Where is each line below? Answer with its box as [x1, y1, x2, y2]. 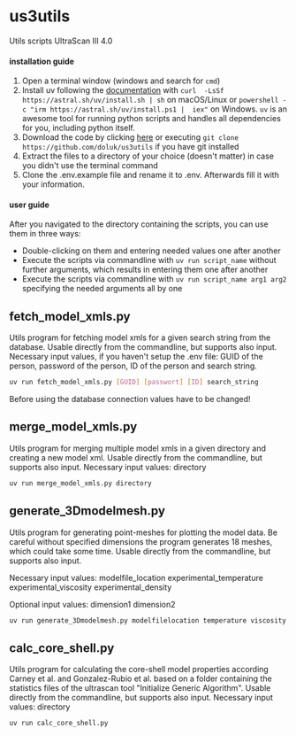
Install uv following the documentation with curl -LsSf [21, 85, 224, 96]
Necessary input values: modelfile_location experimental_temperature [9, 572, 263, 583]
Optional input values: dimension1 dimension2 [9, 599, 176, 609]
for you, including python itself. [21, 122, 135, 134]
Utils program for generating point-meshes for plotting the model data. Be [9, 527, 278, 538]
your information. [21, 179, 86, 190]
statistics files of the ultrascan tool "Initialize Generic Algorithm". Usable [9, 683, 271, 693]
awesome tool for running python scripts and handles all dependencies [21, 113, 281, 124]
